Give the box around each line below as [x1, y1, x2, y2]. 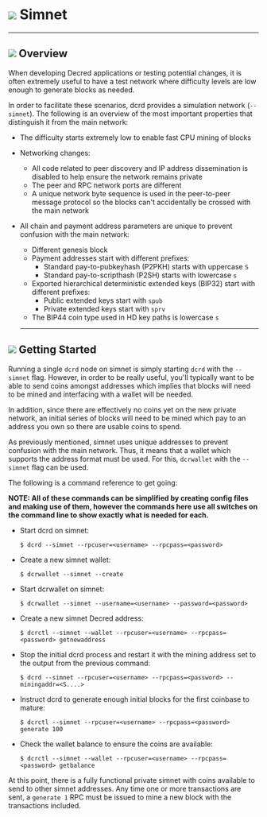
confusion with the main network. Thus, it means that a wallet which [8, 445, 231, 455]
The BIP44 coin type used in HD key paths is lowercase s [31, 312, 219, 322]
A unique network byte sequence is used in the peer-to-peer [31, 188, 230, 198]
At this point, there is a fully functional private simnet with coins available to [8, 775, 256, 784]
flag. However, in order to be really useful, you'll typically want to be [31, 372, 254, 382]
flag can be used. [31, 463, 89, 472]
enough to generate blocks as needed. [8, 85, 135, 95]
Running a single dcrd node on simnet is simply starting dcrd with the [8, 364, 234, 374]
